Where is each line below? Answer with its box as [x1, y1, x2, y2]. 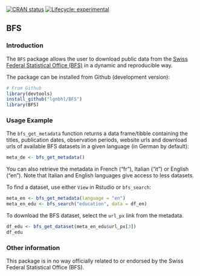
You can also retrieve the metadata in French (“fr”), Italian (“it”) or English [6, 165, 189, 172]
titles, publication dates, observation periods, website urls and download [6, 136, 187, 143]
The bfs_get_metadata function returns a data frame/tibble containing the [6, 130, 189, 137]
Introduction [6, 41, 44, 50]
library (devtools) [6, 91, 53, 97]
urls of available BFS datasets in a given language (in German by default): [6, 143, 189, 150]
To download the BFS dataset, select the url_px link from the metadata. [6, 212, 184, 219]
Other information [6, 243, 60, 252]
